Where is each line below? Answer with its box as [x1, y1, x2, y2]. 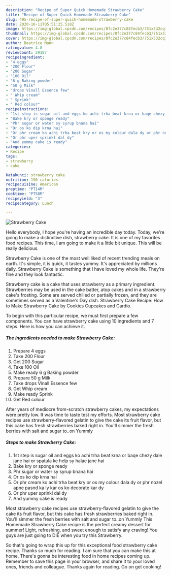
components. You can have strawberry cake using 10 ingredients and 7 [6, 318, 154, 324]
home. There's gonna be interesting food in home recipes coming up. [6, 553, 151, 559]
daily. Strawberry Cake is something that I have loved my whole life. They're [6, 266, 164, 272]
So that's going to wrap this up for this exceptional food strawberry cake [6, 542, 157, 548]
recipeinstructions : [6, 107, 50, 112]
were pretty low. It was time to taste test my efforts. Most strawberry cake [6, 411, 160, 418]
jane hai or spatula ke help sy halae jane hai [13, 458, 105, 464]
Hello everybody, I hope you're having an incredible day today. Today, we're [6, 229, 164, 235]
